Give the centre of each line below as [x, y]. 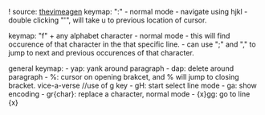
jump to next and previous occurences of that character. [101, 53]
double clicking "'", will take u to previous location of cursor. [108, 20]
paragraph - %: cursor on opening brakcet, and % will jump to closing [124, 77]
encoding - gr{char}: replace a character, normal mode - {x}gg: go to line [129, 94]
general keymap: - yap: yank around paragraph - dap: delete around [121, 68]
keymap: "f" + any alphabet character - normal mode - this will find [119, 36]
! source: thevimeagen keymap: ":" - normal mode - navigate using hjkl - [128, 12]
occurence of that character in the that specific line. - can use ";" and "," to [132, 44]
